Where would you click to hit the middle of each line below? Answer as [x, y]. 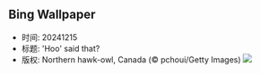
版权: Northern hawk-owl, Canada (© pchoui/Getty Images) [131, 59]
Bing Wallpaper [52, 15]
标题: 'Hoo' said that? [61, 48]
